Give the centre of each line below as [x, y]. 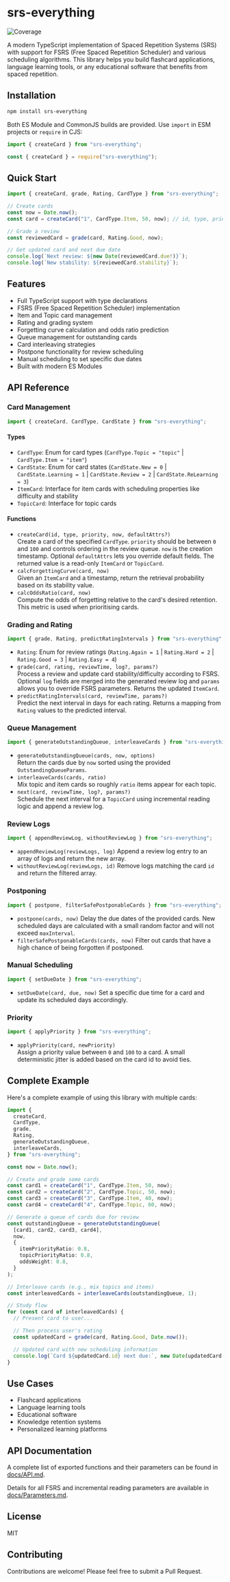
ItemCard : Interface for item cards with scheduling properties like [108, 489]
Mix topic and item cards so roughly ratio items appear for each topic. [117, 784]
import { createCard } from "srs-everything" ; [75, 144]
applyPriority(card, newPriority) [66, 1045]
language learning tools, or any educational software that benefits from [107, 66]
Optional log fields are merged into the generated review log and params [118, 681]
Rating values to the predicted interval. [72, 710]
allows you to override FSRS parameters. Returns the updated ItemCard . [118, 689]
